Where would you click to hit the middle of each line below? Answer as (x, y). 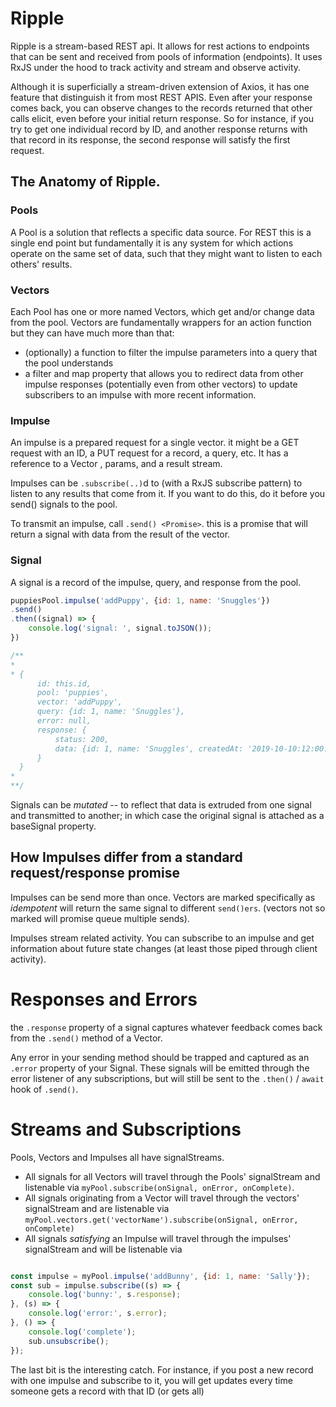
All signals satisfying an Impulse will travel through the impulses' (158, 1238)
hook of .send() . (44, 1089)
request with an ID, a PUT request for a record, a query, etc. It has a (149, 453)
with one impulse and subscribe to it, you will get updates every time (151, 1380)
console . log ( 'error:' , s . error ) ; (98, 1313)
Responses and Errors (104, 999)
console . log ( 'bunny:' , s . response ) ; (105, 1295)
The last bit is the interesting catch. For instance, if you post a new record (162, 1369)
